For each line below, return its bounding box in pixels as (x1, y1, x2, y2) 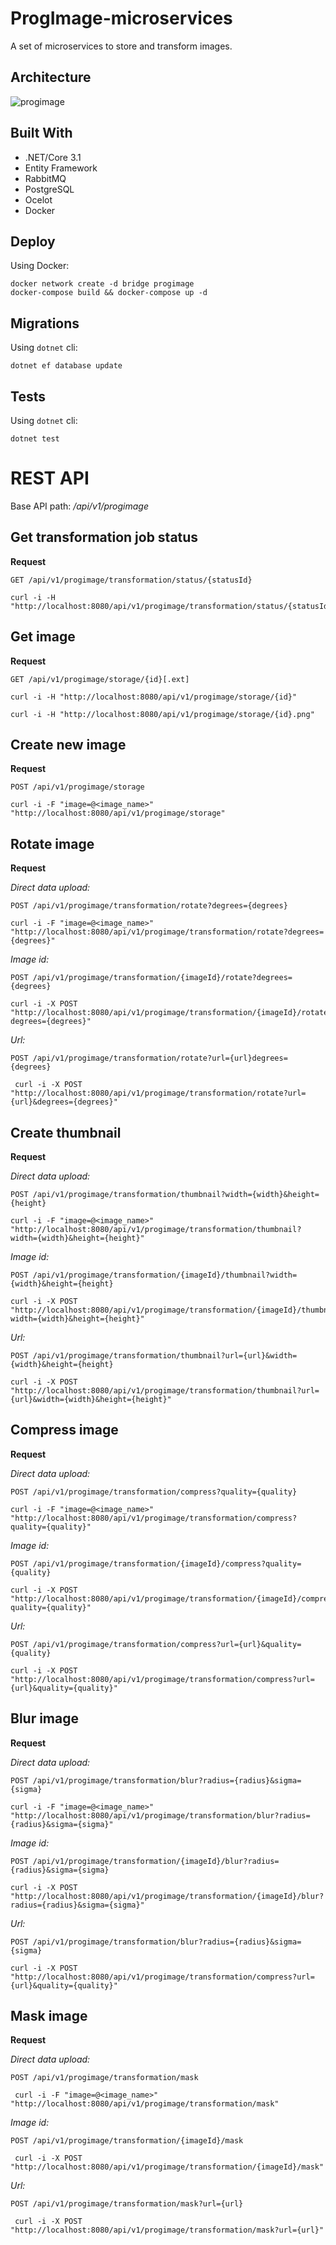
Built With (10, 125, 73, 142)
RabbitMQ (24, 172, 67, 184)
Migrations (10, 315, 80, 332)
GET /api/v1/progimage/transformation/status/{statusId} (10, 575, 253, 585)
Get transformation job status (10, 529, 199, 546)
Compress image (10, 1422, 119, 1439)
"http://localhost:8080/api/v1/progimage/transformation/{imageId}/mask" (10, 2162, 325, 2172)
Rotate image (10, 835, 95, 852)
